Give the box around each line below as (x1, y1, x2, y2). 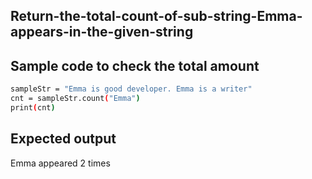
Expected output (10, 130, 117, 148)
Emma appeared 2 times (10, 157, 111, 169)
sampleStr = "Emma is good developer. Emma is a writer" (10, 84, 253, 94)
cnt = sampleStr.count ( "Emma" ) (10, 94, 141, 104)
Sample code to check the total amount (10, 57, 260, 74)
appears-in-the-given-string (10, 24, 194, 41)
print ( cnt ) (10, 102, 56, 113)
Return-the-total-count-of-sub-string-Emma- (10, 8, 303, 25)
